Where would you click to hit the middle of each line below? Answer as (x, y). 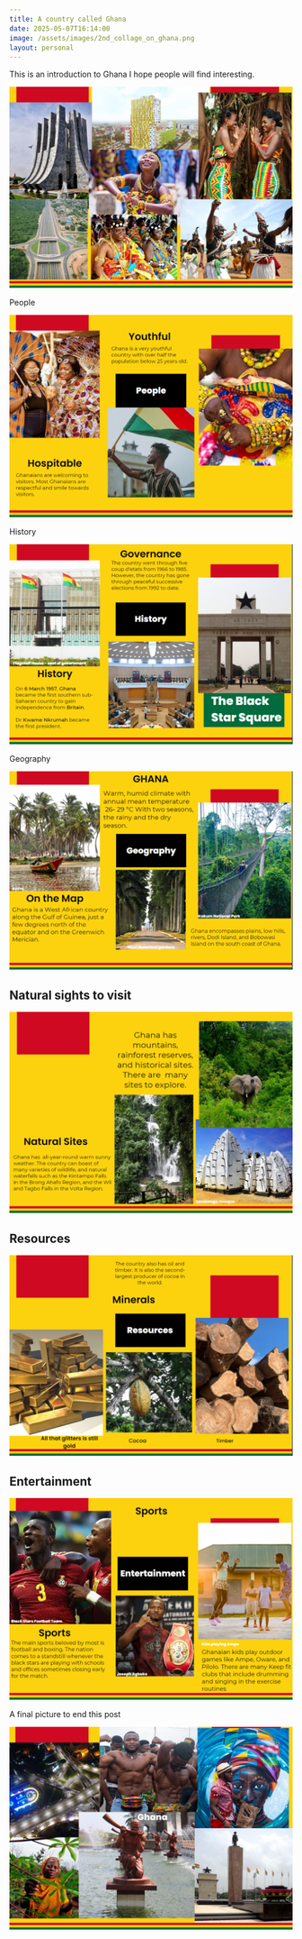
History (23, 531)
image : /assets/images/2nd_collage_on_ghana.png (102, 38)
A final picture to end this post (65, 1714)
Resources (40, 1238)
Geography (30, 759)
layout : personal (42, 48)
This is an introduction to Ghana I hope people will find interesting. (132, 74)
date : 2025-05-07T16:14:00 (60, 28)
